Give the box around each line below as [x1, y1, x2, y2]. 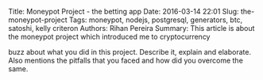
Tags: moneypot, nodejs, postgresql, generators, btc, [68, 15, 243, 25]
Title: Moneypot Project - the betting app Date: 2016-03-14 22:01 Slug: [8, 7, 240, 16]
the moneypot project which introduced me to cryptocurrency [8, 32, 211, 41]
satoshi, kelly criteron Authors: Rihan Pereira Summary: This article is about [8, 24, 255, 32]
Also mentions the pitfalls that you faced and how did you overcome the [8, 55, 244, 65]
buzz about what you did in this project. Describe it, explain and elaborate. [8, 48, 252, 56]
